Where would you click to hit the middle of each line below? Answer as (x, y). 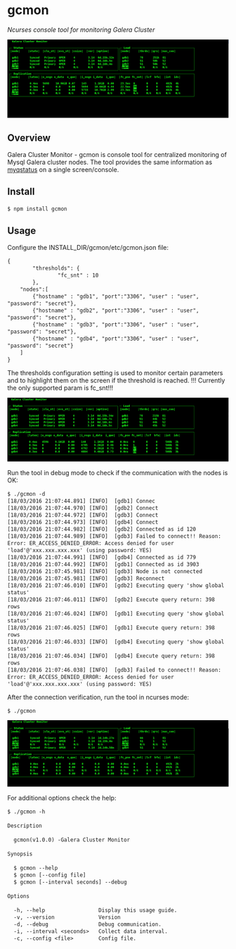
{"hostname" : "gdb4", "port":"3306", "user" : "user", (116, 339)
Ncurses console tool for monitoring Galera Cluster (81, 30)
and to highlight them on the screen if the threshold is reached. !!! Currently (116, 381)
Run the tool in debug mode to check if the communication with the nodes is (118, 473)
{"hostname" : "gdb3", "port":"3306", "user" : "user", (116, 325)
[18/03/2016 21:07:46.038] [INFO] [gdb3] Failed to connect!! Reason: (114, 670)
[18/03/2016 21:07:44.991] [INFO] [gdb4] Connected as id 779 (102, 558)
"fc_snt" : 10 (78, 276)
